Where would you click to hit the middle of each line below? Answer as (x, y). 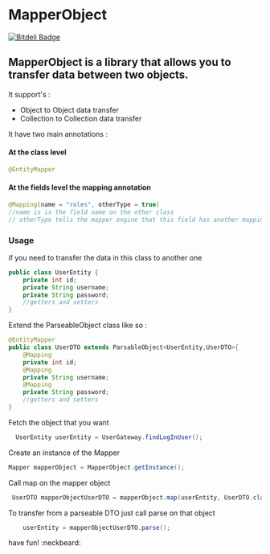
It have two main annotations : (58, 133)
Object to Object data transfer (69, 109)
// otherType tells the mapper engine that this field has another (124, 220)
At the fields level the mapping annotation (80, 187)
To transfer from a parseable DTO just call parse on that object (112, 513)
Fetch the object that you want (59, 422)
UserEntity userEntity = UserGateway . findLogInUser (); (109, 437)
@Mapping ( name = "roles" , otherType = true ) (84, 205)
